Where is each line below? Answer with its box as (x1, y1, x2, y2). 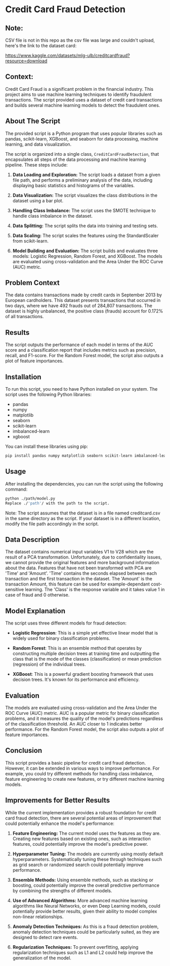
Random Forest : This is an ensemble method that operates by (12, 645, 142, 651)
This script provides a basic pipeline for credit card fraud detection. (5, 760, 146, 766)
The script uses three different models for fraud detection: (5, 620, 127, 626)
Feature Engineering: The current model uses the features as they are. (12, 830, 161, 836)
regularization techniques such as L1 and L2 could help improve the (12, 949, 153, 955)
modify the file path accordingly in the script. (5, 521, 99, 527)
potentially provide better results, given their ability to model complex (12, 908, 157, 914)
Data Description (5, 535, 60, 544)
